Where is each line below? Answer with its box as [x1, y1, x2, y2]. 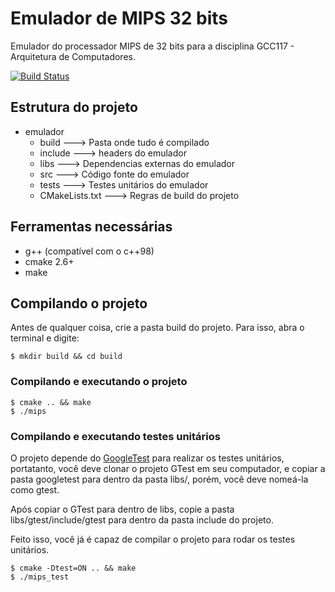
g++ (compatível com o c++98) [24, 245, 155, 257]
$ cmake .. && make [10, 397, 92, 407]
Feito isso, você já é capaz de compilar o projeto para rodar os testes [10, 533, 296, 545]
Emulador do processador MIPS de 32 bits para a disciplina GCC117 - [10, 40, 295, 52]
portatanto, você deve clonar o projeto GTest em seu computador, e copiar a [10, 462, 326, 474]
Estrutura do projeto [10, 99, 138, 116]
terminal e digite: [10, 332, 80, 344]
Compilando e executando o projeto [10, 375, 188, 389]
